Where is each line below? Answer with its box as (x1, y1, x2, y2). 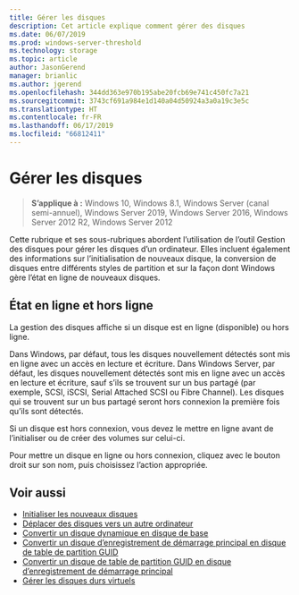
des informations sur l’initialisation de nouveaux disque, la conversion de (9, 252, 277, 264)
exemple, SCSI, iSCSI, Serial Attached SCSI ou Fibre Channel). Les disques (9, 387, 285, 397)
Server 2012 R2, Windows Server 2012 (30, 217, 173, 227)
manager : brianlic (9, 72, 78, 81)
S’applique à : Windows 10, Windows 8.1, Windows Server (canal (30, 198, 270, 208)
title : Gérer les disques (9, 13, 105, 22)
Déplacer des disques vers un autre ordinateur (21, 518, 194, 529)
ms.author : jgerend (9, 80, 82, 89)
